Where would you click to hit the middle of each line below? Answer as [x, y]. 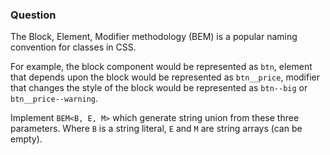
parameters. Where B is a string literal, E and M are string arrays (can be [156, 129]
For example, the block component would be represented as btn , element [161, 67]
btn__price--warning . [54, 99]
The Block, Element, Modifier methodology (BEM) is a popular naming [154, 37]
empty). [26, 139]
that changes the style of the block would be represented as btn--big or [159, 88]
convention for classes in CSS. [73, 47]
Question [33, 15]
